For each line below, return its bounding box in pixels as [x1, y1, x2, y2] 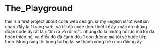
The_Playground [5, 3, 73, 14]
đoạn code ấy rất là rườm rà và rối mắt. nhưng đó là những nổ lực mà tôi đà [5, 29, 155, 34]
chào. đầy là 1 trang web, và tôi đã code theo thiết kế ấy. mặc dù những [5, 23, 147, 29]
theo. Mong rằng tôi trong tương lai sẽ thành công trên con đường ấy [5, 39, 142, 44]
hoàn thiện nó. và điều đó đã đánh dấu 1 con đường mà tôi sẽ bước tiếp [5, 34, 147, 39]
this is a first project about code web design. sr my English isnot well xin [5, 19, 149, 24]
